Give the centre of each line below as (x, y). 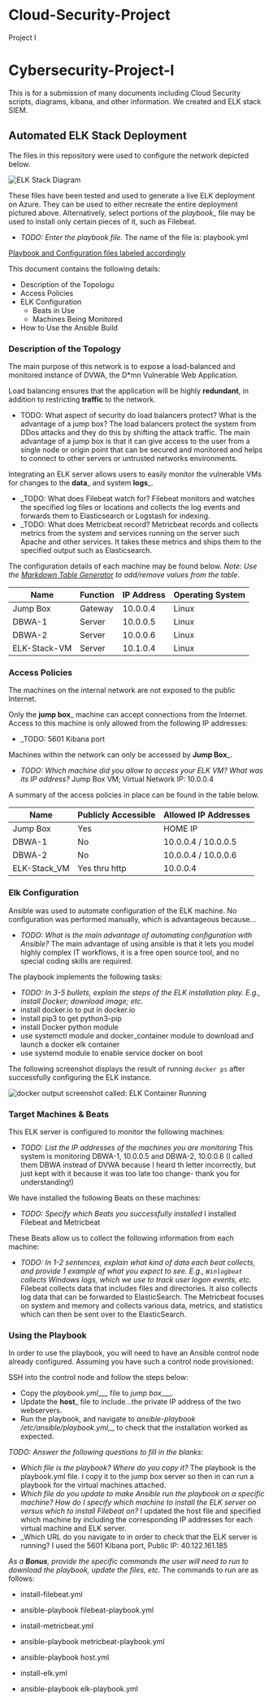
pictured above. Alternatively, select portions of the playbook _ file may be (132, 212)
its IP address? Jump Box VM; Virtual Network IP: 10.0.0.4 (117, 779)
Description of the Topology (65, 349)
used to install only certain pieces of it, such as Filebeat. (102, 221)
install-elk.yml (43, 1674)
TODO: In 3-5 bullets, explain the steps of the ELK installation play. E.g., (140, 992)
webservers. (41, 1410)
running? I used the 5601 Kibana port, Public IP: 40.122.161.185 (124, 1546)
